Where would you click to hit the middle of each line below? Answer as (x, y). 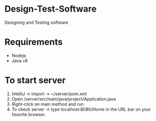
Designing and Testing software (37, 22)
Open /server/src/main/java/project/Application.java (64, 99)
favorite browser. (29, 114)
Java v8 (19, 60)
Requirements (34, 42)
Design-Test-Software (51, 9)
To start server (35, 80)
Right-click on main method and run (48, 104)
